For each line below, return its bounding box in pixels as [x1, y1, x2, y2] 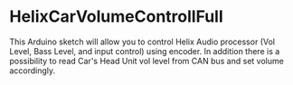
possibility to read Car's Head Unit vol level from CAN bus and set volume [9, 55, 285, 66]
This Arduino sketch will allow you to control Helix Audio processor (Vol [9, 36, 276, 47]
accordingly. [9, 65, 56, 76]
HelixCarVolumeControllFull [9, 6, 223, 27]
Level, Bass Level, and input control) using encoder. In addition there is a [9, 45, 280, 56]
